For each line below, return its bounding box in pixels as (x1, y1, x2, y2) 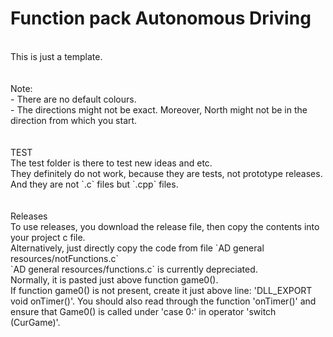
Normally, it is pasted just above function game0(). (10, 273, 219, 286)
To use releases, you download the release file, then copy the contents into (10, 220, 320, 232)
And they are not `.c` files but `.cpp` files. (10, 178, 179, 190)
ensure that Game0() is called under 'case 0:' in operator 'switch (10, 305, 277, 317)
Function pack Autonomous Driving (10, 7, 312, 30)
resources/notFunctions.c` (10, 252, 120, 264)
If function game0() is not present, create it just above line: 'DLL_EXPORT (10, 284, 313, 296)
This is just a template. (10, 50, 103, 62)
